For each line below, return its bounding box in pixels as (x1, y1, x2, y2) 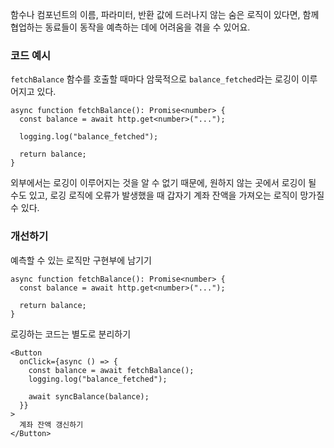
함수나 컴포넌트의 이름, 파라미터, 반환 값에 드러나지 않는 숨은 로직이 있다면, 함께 (10, 9, 320, 20)
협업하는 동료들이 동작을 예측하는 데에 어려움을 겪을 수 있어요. (10, 21, 251, 33)
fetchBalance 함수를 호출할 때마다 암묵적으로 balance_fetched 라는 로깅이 (10, 73, 300, 85)
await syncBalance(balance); (28, 391, 150, 402)
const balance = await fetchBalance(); (28, 365, 195, 375)
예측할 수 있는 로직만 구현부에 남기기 (10, 254, 152, 266)
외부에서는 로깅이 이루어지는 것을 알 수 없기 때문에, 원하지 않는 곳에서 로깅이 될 (10, 177, 317, 189)
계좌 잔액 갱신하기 (19, 419, 84, 430)
